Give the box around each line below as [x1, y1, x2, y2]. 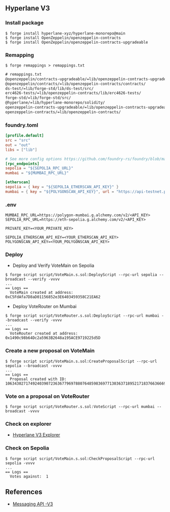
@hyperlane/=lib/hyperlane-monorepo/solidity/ [5, 100, 105, 106]
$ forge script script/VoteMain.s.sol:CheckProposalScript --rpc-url [5, 456, 155, 461]
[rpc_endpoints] [5, 161, 39, 166]
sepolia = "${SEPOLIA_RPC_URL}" [5, 166, 73, 171]
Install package [5, 19, 44, 26]
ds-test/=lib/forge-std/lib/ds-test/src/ [5, 86, 94, 91]
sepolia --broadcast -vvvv [5, 363, 62, 368]
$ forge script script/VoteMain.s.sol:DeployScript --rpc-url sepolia [5, 272, 157, 278]
